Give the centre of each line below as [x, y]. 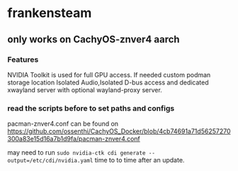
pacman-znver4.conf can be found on [63, 124]
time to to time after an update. [140, 160]
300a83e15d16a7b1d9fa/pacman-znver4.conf [74, 139]
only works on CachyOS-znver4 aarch [93, 39]
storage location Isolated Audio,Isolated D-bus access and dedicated [108, 82]
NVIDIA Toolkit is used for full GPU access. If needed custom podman [109, 75]
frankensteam [50, 13]
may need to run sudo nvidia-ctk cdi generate [76, 153]
